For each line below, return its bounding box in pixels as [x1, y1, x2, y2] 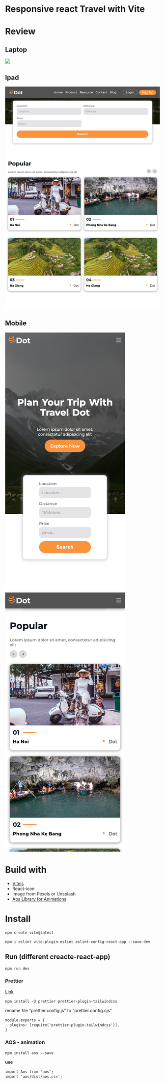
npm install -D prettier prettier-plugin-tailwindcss [5, 999, 118, 1004]
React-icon [12, 886, 35, 891]
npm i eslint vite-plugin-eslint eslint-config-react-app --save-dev [5, 939, 151, 944]
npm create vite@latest [5, 930, 54, 935]
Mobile [5, 319, 27, 328]
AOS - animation [5, 1039, 45, 1046]
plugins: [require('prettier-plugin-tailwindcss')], [9, 1023, 120, 1028]
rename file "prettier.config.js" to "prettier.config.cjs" [5, 1007, 112, 1013]
